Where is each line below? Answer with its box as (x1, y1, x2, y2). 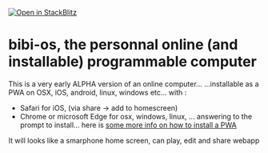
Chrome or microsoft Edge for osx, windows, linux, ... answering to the (19, 111, 253, 121)
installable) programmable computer (8, 53, 258, 71)
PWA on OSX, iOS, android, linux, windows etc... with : (8, 87, 187, 97)
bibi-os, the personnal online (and (8, 36, 238, 54)
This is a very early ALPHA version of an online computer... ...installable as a (8, 79, 259, 88)
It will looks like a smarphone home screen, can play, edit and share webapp (8, 135, 260, 145)
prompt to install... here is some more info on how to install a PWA (19, 120, 238, 130)
